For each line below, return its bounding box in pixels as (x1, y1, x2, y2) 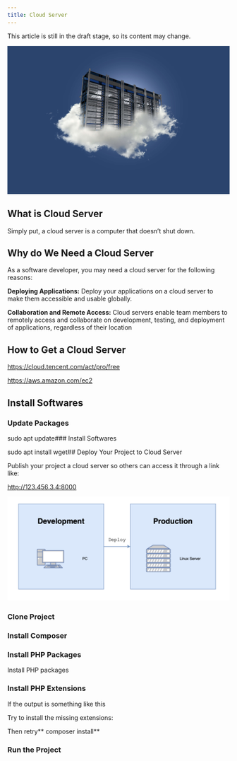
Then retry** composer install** (7, 727, 100, 736)
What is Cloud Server (7, 208, 103, 220)
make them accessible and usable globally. (7, 294, 133, 303)
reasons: (7, 273, 33, 282)
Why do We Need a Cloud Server (7, 248, 154, 259)
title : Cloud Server (7, 11, 68, 18)
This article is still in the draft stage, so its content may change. (7, 32, 191, 40)
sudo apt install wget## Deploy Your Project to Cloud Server (7, 448, 183, 456)
